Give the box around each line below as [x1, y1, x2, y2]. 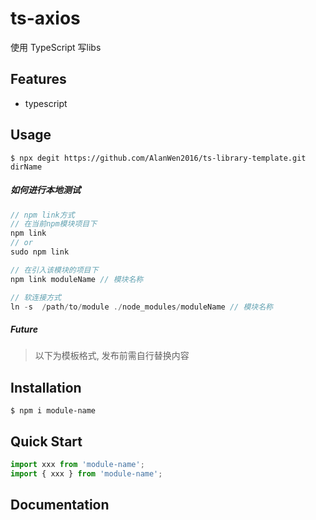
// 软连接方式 [10, 292, 62, 302]
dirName [10, 162, 43, 172]
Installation [10, 379, 82, 396]
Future [10, 323, 38, 335]
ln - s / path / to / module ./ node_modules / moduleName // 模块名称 [10, 302, 273, 312]
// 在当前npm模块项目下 [10, 219, 98, 229]
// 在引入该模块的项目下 [10, 265, 99, 275]
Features [10, 71, 67, 88]
